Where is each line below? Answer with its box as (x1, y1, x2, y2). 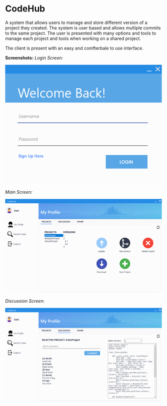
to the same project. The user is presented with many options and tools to (5, 30, 157, 36)
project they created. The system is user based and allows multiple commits (5, 24, 161, 30)
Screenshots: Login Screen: (5, 54, 63, 60)
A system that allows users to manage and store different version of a (5, 19, 148, 25)
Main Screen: (5, 189, 33, 195)
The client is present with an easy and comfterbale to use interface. (5, 45, 144, 51)
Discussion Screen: (5, 298, 45, 304)
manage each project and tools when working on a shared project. (5, 35, 141, 41)
